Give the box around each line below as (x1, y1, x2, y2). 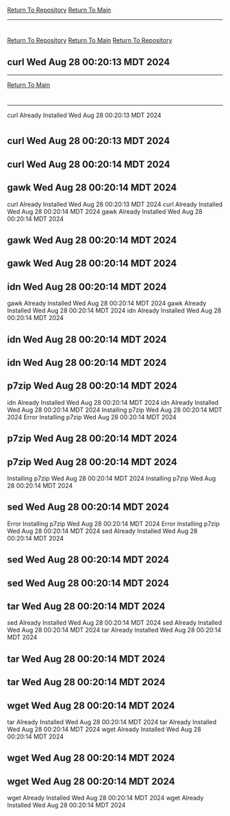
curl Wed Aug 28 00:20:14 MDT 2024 (7, 158, 170, 170)
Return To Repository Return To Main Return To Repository (7, 36, 172, 45)
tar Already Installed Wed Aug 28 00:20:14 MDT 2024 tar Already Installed (7, 717, 217, 726)
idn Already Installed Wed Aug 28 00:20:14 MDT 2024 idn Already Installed (7, 398, 219, 406)
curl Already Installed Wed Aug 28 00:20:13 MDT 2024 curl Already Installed (7, 200, 223, 208)
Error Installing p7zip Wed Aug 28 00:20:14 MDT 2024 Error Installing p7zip (7, 519, 220, 528)
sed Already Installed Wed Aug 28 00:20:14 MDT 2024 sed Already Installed (7, 619, 222, 627)
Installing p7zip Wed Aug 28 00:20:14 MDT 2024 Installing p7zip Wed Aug (7, 474, 216, 482)
